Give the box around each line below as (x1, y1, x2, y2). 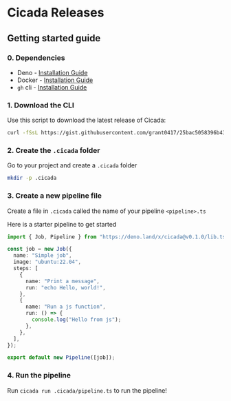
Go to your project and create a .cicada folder (7, 161, 137, 169)
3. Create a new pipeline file (7, 191, 102, 200)
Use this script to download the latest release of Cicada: (7, 116, 166, 125)
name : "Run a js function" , (25, 303, 107, 311)
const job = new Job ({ (7, 246, 72, 253)
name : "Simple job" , (13, 252, 72, 259)
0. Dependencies (7, 53, 65, 63)
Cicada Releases (7, 5, 104, 21)
